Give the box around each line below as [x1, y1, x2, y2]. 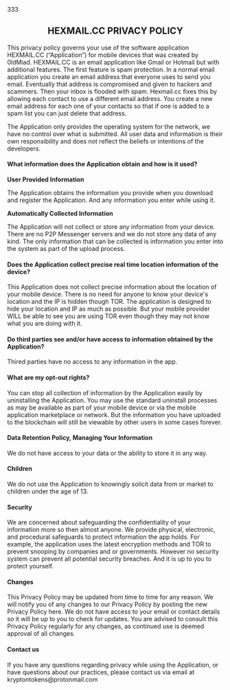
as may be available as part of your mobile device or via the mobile [7, 403, 197, 412]
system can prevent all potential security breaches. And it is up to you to [7, 555, 211, 563]
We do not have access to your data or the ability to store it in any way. [7, 449, 208, 457]
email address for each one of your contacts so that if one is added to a [7, 102, 209, 110]
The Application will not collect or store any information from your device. [7, 223, 216, 231]
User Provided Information [7, 175, 84, 183]
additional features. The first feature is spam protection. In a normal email [7, 65, 215, 74]
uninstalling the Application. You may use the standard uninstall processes [7, 396, 218, 404]
